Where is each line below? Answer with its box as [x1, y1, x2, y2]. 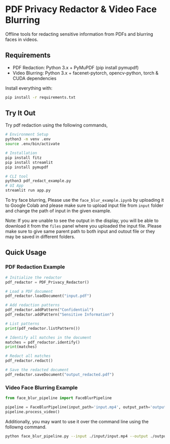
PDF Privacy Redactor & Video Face [5, 4, 157, 15]
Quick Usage [5, 248, 47, 257]
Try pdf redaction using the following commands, [5, 122, 108, 128]
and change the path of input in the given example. [5, 208, 111, 214]
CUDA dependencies [12, 75, 57, 81]
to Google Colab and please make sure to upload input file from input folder [5, 202, 163, 208]
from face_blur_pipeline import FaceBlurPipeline [5, 395, 112, 401]
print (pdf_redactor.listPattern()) [5, 326, 80, 331]
